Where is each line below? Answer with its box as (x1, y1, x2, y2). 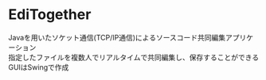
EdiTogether (8, 6, 92, 24)
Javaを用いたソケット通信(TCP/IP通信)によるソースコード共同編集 (8, 32, 225, 42)
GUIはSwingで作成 (8, 62, 69, 72)
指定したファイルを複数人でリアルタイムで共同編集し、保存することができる (8, 52, 260, 62)
